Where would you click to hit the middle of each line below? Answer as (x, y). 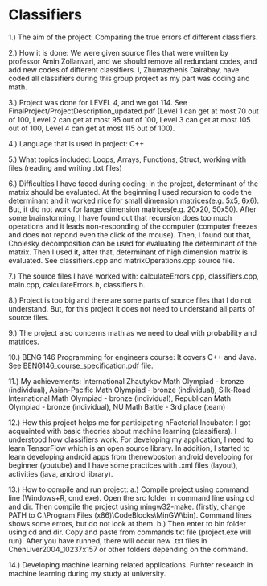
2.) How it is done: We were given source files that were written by (119, 52)
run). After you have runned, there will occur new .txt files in (108, 540)
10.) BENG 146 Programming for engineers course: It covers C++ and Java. (132, 357)
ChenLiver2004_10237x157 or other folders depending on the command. (128, 549)
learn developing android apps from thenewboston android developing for (131, 456)
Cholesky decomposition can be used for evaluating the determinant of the (133, 243)
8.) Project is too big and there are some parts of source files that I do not (130, 300)
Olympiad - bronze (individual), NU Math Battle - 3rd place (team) (117, 406)
